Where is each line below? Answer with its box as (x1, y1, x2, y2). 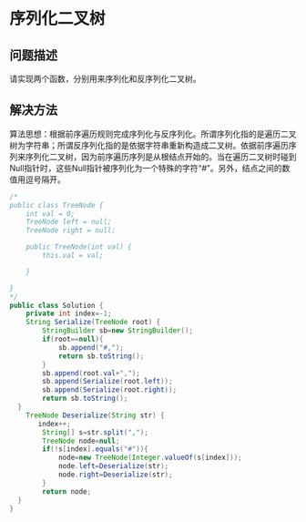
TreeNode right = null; (25, 226, 117, 235)
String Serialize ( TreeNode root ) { (25, 318, 161, 327)
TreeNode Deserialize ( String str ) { (25, 411, 166, 420)
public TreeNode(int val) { (25, 242, 132, 251)
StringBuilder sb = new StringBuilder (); (42, 326, 194, 335)
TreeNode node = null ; (42, 436, 120, 445)
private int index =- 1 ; (25, 309, 112, 319)
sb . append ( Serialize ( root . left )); (42, 377, 173, 386)
